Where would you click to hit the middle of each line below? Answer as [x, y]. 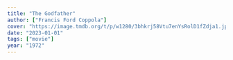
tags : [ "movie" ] [31, 39]
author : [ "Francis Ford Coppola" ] [57, 20]
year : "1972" [26, 46]
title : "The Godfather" [42, 13]
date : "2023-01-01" [35, 33]
